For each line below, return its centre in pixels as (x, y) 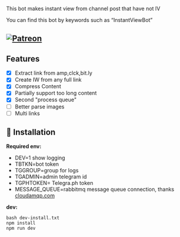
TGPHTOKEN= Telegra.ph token (54, 183)
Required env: (24, 146)
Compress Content (38, 87)
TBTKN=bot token (37, 164)
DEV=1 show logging (40, 158)
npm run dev (21, 228)
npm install (21, 223)
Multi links (27, 113)
